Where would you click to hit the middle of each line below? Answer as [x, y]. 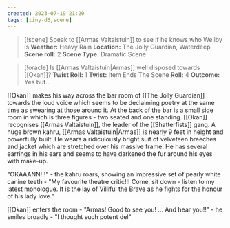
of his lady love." [31, 196]
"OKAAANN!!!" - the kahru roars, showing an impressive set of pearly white [114, 174]
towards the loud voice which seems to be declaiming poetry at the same [111, 102]
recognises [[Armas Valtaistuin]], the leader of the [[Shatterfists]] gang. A [111, 124]
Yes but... [38, 82]
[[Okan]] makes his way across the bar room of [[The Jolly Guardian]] [106, 95]
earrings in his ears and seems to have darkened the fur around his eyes [110, 153]
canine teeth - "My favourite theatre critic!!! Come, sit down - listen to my [111, 181]
